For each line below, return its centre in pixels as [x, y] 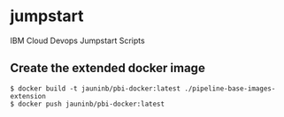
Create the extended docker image [108, 68]
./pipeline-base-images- [230, 88]
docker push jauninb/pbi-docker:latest [92, 104]
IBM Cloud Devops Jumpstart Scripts [77, 40]
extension [28, 96]
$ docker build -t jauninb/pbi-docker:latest [95, 88]
